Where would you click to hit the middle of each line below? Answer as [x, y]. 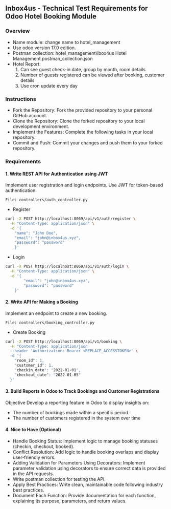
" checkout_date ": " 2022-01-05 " [48, 375]
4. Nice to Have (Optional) [33, 430]
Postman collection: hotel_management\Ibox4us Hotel [69, 53]
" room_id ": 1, [29, 360]
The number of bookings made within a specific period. [71, 412]
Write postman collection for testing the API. [59, 479]
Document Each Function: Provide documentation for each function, [84, 495]
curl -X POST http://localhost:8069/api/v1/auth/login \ [67, 267]
